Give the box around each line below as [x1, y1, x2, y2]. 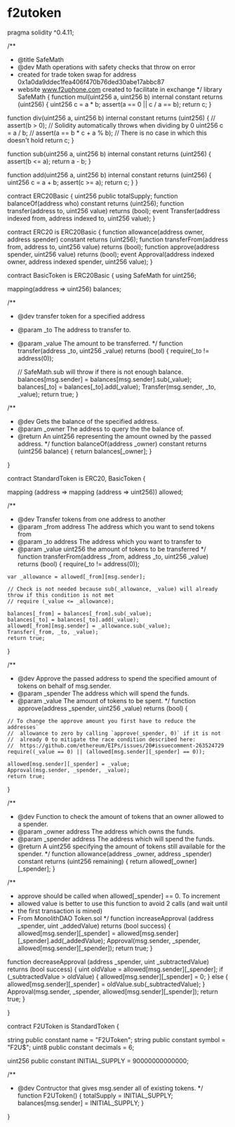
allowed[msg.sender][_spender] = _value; [7, 760, 130, 768]
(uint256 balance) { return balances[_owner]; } [17, 447, 152, 455]
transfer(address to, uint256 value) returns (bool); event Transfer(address [7, 206, 220, 215]
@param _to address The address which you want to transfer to [17, 537, 202, 545]
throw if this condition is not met [7, 592, 114, 599]
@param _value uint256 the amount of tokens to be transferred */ [17, 545, 206, 553]
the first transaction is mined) [17, 907, 103, 915]
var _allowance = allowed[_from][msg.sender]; [7, 573, 146, 580]
